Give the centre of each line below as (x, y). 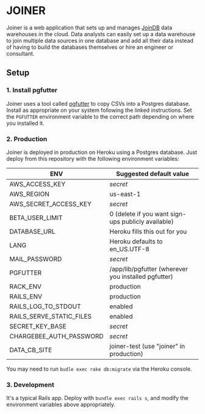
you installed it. (25, 123)
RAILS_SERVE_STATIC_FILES (51, 316)
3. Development (31, 385)
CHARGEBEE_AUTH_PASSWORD (56, 336)
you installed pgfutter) (141, 276)
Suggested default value (152, 174)
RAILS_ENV (26, 296)
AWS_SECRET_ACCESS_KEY (50, 204)
